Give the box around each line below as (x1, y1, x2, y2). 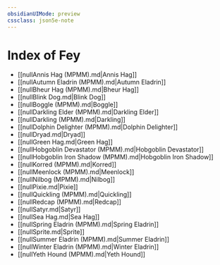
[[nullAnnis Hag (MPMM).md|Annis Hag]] (17, 70, 137, 79)
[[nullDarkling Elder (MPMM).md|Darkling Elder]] (17, 108, 159, 116)
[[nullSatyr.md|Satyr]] (17, 205, 81, 214)
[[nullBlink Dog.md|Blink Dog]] (17, 93, 106, 101)
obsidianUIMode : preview (7, 10, 80, 18)
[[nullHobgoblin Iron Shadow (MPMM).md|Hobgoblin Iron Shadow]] (17, 153, 214, 161)
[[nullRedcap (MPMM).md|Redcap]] (17, 198, 122, 207)
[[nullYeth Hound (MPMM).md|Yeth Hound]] (17, 250, 146, 259)
